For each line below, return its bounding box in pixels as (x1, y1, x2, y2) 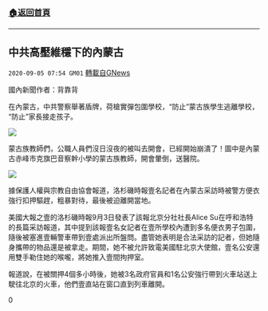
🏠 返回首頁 (8, 6, 51, 18)
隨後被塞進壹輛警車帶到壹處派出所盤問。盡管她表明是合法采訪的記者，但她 (8, 233, 253, 242)
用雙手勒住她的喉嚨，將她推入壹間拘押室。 (8, 253, 148, 262)
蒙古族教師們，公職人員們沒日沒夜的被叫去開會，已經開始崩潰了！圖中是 (8, 144, 246, 153)
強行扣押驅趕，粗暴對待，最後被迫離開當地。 (8, 195, 156, 205)
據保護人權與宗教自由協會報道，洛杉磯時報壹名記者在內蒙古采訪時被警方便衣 (8, 186, 260, 195)
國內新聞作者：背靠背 (8, 85, 78, 95)
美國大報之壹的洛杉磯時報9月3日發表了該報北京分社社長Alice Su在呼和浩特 (8, 213, 254, 222)
